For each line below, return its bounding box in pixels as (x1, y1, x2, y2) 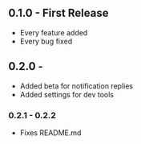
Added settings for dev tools (19, 89, 115, 99)
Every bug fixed (19, 36, 73, 46)
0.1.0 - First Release (8, 6, 109, 20)
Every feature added (19, 27, 88, 37)
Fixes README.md (19, 128, 82, 138)
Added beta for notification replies (19, 80, 134, 91)
